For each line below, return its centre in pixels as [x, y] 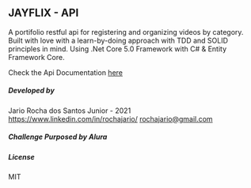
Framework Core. [36, 57]
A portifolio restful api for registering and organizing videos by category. [126, 32]
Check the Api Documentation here [65, 72]
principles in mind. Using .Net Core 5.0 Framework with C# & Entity [118, 49]
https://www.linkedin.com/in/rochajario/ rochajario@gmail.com [110, 118]
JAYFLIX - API [44, 13]
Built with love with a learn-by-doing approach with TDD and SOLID [118, 40]
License [22, 156]
